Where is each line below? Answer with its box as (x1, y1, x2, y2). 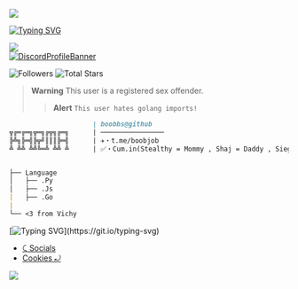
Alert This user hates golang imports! (52, 103, 198, 113)
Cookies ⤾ (21, 253, 62, 263)
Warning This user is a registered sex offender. (30, 85, 204, 96)
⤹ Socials (21, 242, 56, 253)
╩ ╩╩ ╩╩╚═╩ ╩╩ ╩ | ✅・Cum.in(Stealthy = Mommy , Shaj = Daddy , (9, 144, 272, 153)
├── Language (9, 168, 58, 177)
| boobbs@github (92, 120, 153, 129)
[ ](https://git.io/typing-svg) (9, 225, 160, 236)
